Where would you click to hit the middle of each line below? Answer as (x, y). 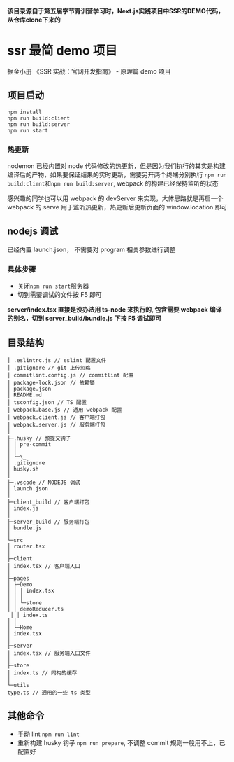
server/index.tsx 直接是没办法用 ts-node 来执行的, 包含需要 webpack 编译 (115, 310)
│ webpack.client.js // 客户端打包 (57, 417)
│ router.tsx (26, 546)
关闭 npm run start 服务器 (53, 286)
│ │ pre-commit (29, 444)
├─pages (19, 578)
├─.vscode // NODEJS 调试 (44, 483)
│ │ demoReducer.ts (36, 609)
